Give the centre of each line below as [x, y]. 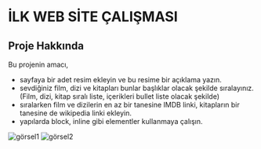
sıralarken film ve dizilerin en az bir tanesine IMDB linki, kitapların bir [130, 105]
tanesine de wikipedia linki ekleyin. [75, 113]
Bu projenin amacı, [38, 64]
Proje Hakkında [46, 46]
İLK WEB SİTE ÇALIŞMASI [93, 17]
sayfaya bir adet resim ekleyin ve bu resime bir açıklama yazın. [120, 80]
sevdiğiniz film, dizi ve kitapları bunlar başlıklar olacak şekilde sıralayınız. [137, 88]
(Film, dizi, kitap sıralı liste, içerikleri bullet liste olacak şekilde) [120, 96]
